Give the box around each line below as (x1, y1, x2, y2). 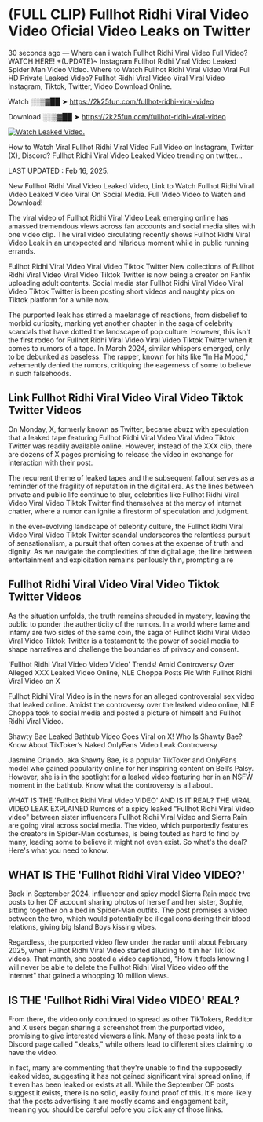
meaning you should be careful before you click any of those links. (8, 1105, 224, 1114)
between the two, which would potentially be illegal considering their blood (8, 914, 251, 923)
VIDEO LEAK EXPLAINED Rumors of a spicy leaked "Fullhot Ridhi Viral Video (8, 803, 254, 813)
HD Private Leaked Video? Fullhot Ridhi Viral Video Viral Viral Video (8, 73, 225, 82)
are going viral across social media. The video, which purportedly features (8, 820, 249, 830)
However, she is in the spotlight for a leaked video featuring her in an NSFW (8, 772, 254, 781)
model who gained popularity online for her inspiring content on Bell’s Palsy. (8, 763, 254, 773)
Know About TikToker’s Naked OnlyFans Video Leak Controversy (8, 740, 218, 749)
